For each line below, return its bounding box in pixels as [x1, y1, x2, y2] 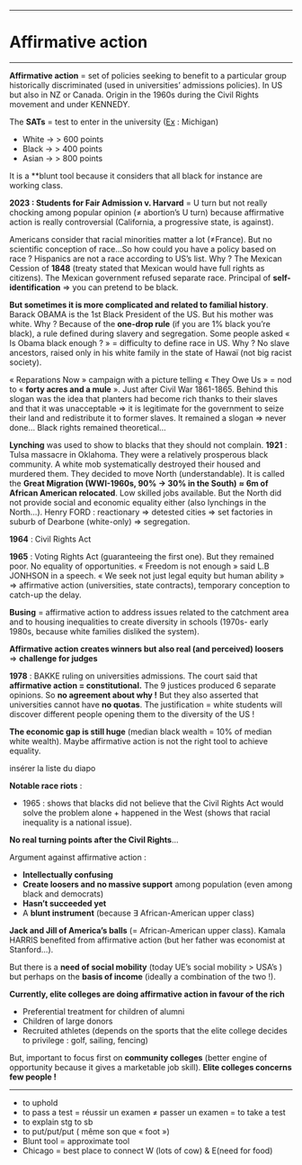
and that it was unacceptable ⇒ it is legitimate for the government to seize [9, 403, 285, 414]
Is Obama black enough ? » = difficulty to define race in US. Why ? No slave [9, 337, 290, 348]
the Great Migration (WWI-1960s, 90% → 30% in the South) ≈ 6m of [9, 478, 269, 488]
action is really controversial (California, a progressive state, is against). [9, 216, 274, 227]
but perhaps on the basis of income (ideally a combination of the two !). [9, 970, 276, 982]
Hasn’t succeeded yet [22, 897, 107, 908]
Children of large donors [22, 1015, 113, 1026]
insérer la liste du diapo [9, 762, 96, 773]
